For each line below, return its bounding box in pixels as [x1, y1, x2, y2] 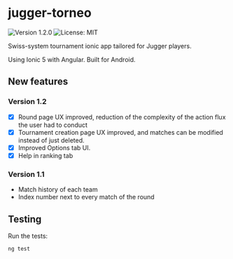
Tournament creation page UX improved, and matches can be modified [17, 128, 223, 136]
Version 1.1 [8, 169, 45, 179]
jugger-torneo [8, 5, 92, 21]
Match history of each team [17, 185, 98, 194]
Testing [8, 213, 42, 225]
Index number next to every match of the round [17, 193, 155, 201]
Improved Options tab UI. [17, 143, 91, 152]
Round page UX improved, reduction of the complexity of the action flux [17, 112, 226, 121]
